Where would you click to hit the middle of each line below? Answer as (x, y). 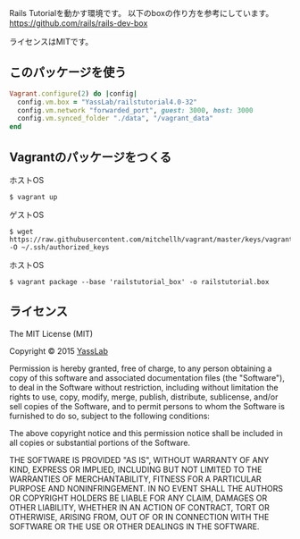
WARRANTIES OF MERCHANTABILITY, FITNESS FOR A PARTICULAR (135, 479)
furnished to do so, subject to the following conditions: (109, 416)
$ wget (21, 232)
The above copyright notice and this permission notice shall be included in (146, 433)
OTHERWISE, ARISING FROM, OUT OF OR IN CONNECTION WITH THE (139, 517)
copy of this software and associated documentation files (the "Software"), (147, 377)
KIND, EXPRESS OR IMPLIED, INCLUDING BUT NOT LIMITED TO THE (136, 469)
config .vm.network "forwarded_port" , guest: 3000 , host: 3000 (135, 110)
